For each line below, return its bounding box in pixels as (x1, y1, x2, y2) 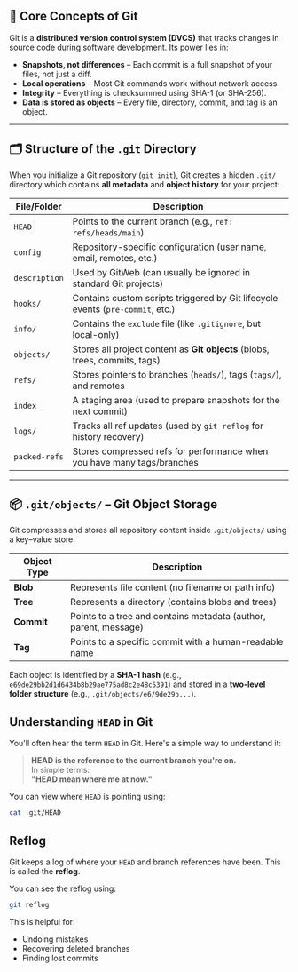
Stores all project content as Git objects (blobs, (72, 343, 270, 355)
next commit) (72, 405, 129, 418)
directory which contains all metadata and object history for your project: (9, 179, 280, 189)
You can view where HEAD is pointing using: (9, 792, 166, 802)
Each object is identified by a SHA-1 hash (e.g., (9, 670, 182, 681)
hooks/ (13, 299, 42, 308)
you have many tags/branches (72, 456, 200, 468)
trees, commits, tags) (72, 354, 161, 366)
